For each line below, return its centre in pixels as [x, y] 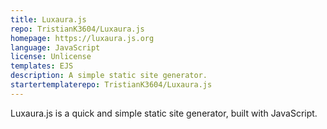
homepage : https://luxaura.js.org [82, 38]
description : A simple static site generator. [109, 76]
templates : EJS [42, 66]
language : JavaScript [55, 47]
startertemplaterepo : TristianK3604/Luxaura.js [111, 85]
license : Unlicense [51, 57]
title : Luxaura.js [48, 19]
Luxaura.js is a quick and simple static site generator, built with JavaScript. [164, 113]
